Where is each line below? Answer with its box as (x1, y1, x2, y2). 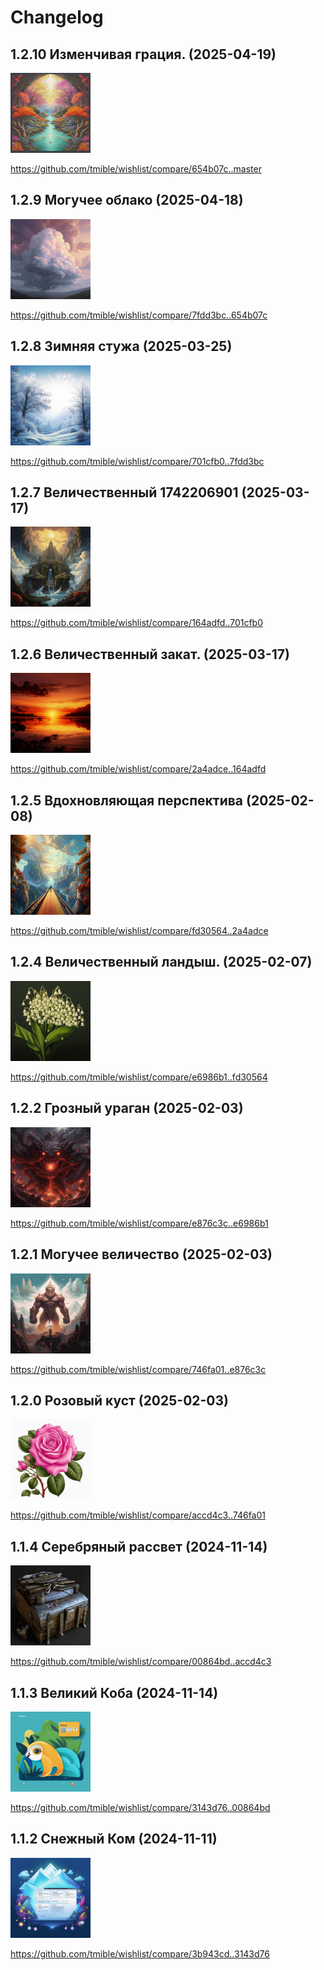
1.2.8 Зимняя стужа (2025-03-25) (10, 338, 233, 355)
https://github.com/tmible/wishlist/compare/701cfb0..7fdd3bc (10, 455, 265, 467)
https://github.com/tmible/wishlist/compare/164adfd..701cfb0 (10, 617, 264, 629)
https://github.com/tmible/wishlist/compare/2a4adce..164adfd (10, 763, 267, 775)
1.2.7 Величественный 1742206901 (10, 484, 239, 501)
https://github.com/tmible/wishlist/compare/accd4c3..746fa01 (10, 1509, 266, 1521)
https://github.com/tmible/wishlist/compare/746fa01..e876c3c (10, 1363, 267, 1375)
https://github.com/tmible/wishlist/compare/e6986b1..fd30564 (10, 1071, 268, 1083)
